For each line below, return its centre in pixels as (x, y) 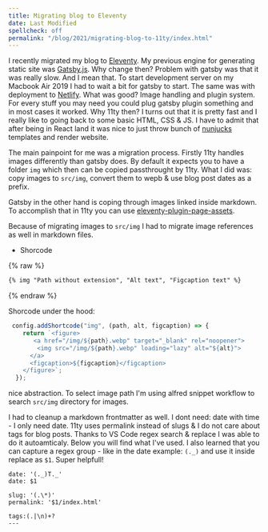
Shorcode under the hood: (52, 311)
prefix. (19, 187)
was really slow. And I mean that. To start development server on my (121, 78)
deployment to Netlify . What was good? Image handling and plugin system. (132, 95)
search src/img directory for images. (69, 402)
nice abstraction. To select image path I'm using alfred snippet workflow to (132, 394)
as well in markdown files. (51, 235)
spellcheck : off (35, 30)
